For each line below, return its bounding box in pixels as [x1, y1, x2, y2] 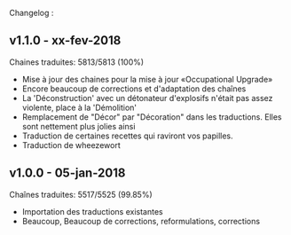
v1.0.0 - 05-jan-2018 [9, 166, 126, 181]
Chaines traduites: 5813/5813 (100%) [9, 57, 145, 67]
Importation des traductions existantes [21, 206, 163, 216]
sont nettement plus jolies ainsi [21, 121, 136, 131]
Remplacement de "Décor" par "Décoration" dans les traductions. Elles [21, 111, 282, 122]
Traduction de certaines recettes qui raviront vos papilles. [21, 130, 233, 141]
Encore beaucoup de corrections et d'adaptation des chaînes [21, 83, 247, 94]
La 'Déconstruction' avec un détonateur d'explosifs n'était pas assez [21, 92, 273, 103]
